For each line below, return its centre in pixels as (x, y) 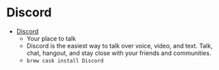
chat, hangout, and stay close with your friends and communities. (119, 53)
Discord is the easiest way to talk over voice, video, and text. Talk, (119, 46)
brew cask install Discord (65, 60)
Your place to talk (51, 38)
